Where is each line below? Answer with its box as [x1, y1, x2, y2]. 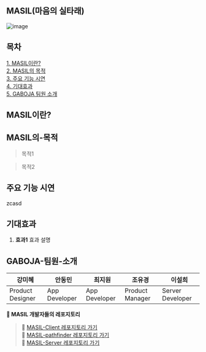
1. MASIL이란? [6, 59, 41, 66]
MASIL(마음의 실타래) [6, 6, 85, 17]
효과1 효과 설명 [15, 236, 51, 244]
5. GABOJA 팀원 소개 [6, 90, 58, 97]
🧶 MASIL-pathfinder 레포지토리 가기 [21, 331, 109, 339]
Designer [9, 294, 36, 303]
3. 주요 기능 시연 [6, 74, 46, 82]
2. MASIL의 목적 [6, 67, 46, 74]
